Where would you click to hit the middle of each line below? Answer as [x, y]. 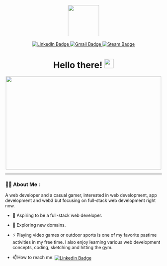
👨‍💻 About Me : [23, 184]
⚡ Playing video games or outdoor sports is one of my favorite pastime [84, 235]
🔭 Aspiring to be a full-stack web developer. [57, 215]
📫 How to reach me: [33, 258]
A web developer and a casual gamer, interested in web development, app [81, 195]
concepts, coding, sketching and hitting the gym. [62, 248]
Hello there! [78, 65]
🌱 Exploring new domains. [39, 225]
